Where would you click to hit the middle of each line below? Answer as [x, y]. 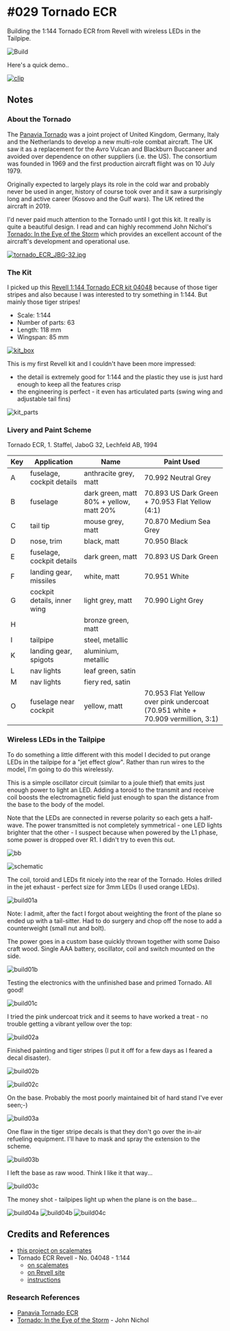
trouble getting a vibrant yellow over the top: [69, 1023]
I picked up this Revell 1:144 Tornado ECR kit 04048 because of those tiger [112, 287]
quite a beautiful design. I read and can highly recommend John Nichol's [110, 227]
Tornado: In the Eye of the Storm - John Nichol [83, 1320]
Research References [43, 1297]
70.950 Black [166, 541]
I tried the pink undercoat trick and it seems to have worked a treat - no [108, 1016]
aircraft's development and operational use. [68, 241]
